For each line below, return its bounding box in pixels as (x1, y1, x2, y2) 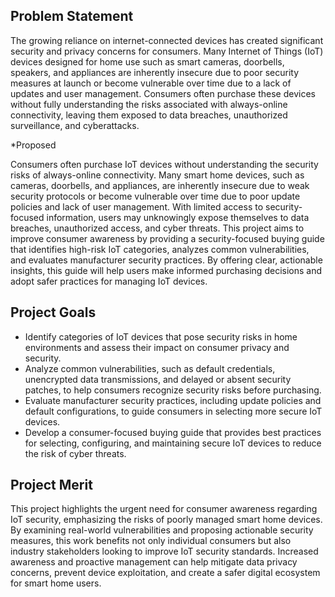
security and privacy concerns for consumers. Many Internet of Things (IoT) (10, 45, 324, 57)
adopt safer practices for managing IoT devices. (10, 275, 208, 287)
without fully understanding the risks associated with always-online (10, 98, 288, 110)
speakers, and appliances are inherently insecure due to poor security (10, 66, 300, 78)
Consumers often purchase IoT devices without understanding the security (10, 158, 319, 170)
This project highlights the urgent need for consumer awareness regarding (10, 503, 318, 515)
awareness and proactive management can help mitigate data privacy (10, 556, 298, 568)
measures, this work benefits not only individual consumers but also (10, 535, 292, 547)
